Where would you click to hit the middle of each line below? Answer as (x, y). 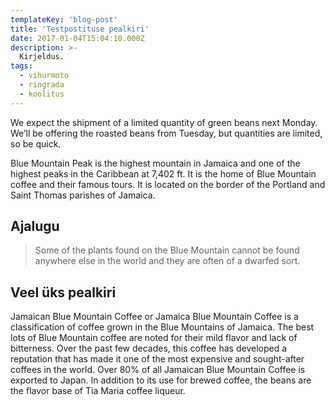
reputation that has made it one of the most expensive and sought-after (157, 359)
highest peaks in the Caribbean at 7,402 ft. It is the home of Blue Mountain (163, 173)
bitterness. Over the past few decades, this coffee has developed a (149, 348)
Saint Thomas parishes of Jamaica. (83, 195)
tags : (21, 66)
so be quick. (36, 143)
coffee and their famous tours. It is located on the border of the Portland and (168, 184)
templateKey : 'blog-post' (64, 19)
